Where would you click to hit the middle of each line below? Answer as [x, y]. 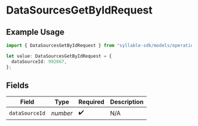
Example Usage [35, 32]
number [62, 113]
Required [92, 102]
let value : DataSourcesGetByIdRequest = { [59, 56]
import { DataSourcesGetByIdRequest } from [60, 45]
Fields [18, 85]
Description [127, 102]
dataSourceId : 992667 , [39, 62]
